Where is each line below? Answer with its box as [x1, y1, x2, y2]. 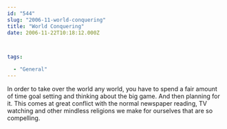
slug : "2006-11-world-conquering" [7, 16, 107, 23]
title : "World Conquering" [7, 23, 85, 30]
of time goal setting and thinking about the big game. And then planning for [7, 92, 220, 100]
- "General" [13, 66, 48, 73]
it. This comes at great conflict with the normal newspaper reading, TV [7, 99, 208, 107]
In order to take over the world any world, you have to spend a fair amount [7, 85, 218, 93]
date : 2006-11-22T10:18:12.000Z [7, 29, 100, 36]
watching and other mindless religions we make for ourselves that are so [7, 107, 213, 115]
